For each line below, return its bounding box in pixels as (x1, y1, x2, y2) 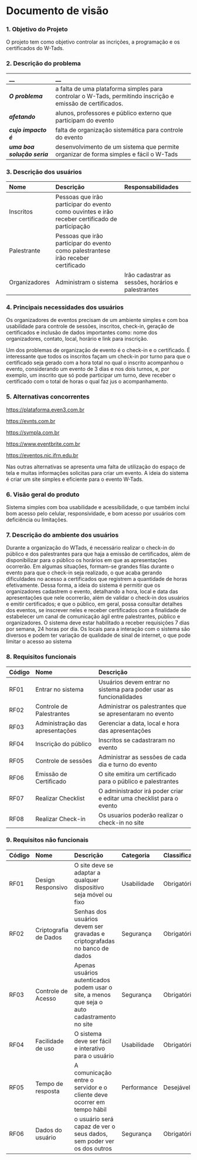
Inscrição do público (35, 740, 92, 748)
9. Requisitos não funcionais (6, 836, 89, 844)
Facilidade (35, 1037, 64, 1045)
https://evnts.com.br (6, 417, 56, 424)
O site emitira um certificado (98, 770, 177, 778)
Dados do (35, 1126, 63, 1134)
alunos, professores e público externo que (55, 109, 172, 117)
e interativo (74, 1044, 106, 1052)
